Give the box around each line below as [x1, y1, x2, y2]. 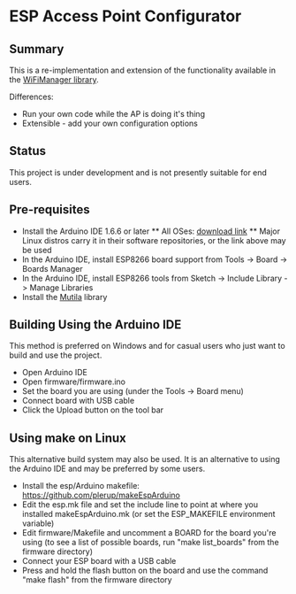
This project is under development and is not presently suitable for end [9, 166, 268, 178]
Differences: [9, 91, 55, 102]
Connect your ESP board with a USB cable [21, 556, 177, 567]
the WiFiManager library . [9, 74, 99, 85]
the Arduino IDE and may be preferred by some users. [9, 463, 206, 474]
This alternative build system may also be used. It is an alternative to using [9, 454, 281, 465]
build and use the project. [9, 350, 102, 360]
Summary [9, 42, 65, 57]
